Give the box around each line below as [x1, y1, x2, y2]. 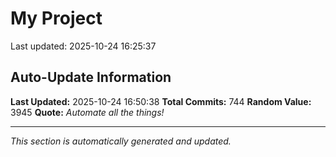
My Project [10, 7, 103, 30]
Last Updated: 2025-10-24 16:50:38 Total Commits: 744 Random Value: [10, 95, 312, 107]
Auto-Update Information [10, 69, 172, 86]
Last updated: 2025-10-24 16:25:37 [10, 40, 157, 52]
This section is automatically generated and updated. [10, 135, 232, 147]
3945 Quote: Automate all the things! [10, 106, 165, 118]
